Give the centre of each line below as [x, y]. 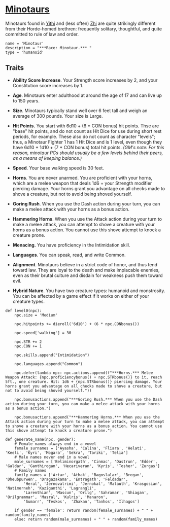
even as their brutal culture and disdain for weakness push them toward [88, 275]
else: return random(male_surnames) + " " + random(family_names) [86, 519]
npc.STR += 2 [28, 342]
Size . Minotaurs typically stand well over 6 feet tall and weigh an [80, 111]
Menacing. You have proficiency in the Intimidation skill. [71, 245]
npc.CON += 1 [28, 346]
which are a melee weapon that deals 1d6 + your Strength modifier [82, 183]
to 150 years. [26, 100]
